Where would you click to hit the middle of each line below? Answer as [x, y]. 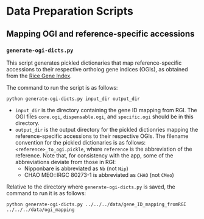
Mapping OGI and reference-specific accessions [100, 34]
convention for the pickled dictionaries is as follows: [80, 142]
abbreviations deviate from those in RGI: [65, 162]
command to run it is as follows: [46, 193]
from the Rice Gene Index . [39, 76]
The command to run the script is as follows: [62, 87]
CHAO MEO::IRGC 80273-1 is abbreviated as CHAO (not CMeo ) [99, 174]
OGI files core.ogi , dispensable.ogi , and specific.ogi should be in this [104, 117]
